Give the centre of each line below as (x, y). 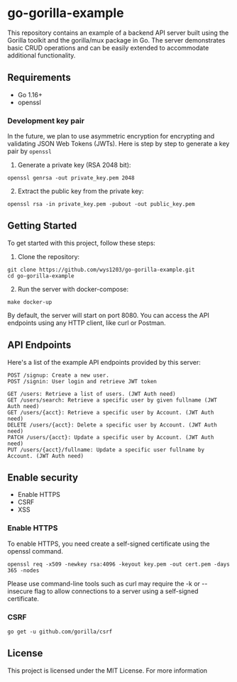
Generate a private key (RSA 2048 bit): (74, 165)
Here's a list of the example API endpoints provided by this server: (104, 362)
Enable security (43, 478)
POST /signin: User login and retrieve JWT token (82, 381)
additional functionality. (42, 55)
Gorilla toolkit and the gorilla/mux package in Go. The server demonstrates (116, 40)
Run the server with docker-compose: (73, 289)
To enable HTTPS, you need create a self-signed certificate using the (109, 544)
